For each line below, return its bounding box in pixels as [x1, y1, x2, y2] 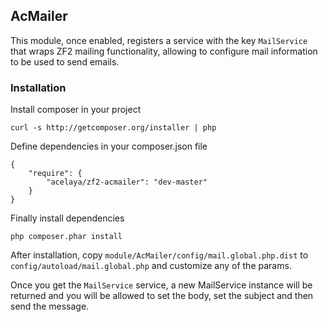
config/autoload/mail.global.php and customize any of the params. [10, 260, 292, 272]
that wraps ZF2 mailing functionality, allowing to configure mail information [10, 45, 318, 57]
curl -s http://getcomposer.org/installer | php [10, 123, 217, 133]
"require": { [28, 169, 83, 179]
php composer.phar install [10, 232, 123, 242]
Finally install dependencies [10, 212, 125, 224]
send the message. [10, 300, 90, 313]
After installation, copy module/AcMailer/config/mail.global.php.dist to [10, 249, 309, 261]
